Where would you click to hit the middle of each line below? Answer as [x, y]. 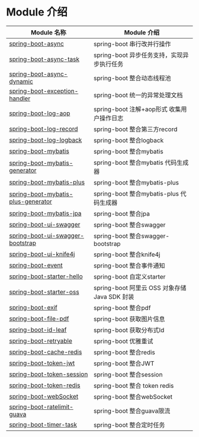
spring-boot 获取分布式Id [129, 330]
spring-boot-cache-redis [46, 352]
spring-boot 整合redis [125, 352]
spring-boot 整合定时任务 [129, 425]
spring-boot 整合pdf [122, 308]
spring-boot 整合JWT [124, 363]
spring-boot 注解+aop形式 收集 [137, 109]
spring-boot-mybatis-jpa [45, 213]
